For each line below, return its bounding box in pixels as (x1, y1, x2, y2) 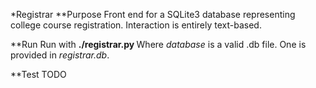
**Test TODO (10, 69, 67, 80)
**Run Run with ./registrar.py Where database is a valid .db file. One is (10, 39, 307, 50)
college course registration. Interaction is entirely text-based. (10, 19, 262, 31)
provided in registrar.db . (10, 49, 110, 61)
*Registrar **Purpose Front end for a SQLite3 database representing (10, 9, 296, 20)
